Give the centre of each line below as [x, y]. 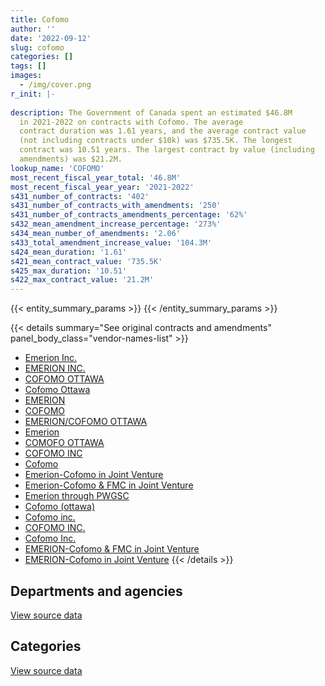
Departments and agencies [96, 591]
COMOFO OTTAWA [64, 443]
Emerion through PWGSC [77, 496]
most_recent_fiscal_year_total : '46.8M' [96, 177]
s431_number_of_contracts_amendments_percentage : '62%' [129, 215]
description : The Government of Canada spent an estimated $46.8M [151, 112]
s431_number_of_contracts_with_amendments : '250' [116, 206]
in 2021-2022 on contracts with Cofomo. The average [131, 122]
